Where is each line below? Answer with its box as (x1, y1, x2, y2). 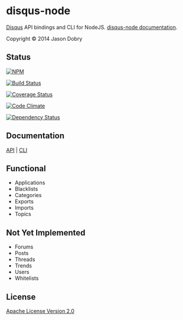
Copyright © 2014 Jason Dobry (6, 35, 83, 42)
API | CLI (6, 146, 28, 154)
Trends (14, 262, 32, 269)
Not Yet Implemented (6, 227, 86, 237)
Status (6, 52, 31, 63)
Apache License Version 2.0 (6, 308, 75, 314)
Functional (6, 164, 46, 174)
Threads (14, 256, 35, 263)
